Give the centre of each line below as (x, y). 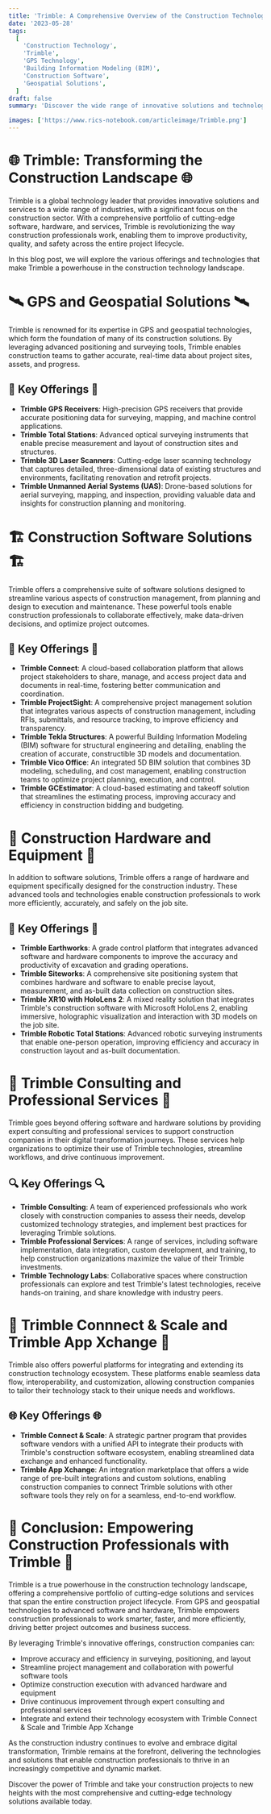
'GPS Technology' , (54, 61)
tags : (17, 31)
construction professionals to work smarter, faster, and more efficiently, (127, 1619)
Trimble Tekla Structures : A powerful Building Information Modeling (133, 737)
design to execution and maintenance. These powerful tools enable (120, 607)
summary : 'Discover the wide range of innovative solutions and (119, 106)
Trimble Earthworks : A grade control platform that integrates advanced (139, 948)
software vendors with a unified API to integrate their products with (131, 1444)
